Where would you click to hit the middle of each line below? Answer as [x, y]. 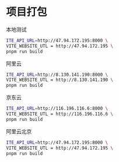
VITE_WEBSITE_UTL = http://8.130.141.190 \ [60, 80]
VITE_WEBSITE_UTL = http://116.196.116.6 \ [60, 114]
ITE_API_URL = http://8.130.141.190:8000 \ [57, 75]
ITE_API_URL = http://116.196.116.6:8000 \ [57, 109]
